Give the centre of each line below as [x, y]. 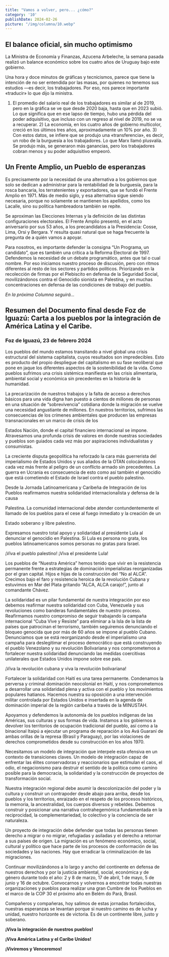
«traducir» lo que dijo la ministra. [39, 93]
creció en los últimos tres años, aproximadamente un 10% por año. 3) [85, 130]
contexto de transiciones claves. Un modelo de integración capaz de [77, 757]
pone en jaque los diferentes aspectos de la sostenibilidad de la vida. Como [84, 368]
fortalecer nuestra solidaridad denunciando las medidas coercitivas [75, 653]
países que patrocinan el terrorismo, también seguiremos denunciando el [81, 626]
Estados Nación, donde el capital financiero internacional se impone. [76, 430]
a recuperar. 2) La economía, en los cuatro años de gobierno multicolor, [87, 125]
